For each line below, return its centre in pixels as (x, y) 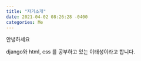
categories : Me (25, 22)
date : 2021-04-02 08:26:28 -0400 (47, 17)
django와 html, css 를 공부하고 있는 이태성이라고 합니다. (70, 52)
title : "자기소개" (26, 11)
